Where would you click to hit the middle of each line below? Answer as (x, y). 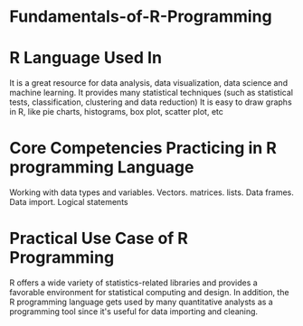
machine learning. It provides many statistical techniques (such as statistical (151, 93)
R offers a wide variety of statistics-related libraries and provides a (133, 283)
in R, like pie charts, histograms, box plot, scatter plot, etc (116, 112)
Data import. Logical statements (69, 202)
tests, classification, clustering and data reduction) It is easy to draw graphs (151, 102)
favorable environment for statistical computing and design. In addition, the (149, 292)
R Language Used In (86, 58)
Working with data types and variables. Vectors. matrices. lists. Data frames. (151, 192)
